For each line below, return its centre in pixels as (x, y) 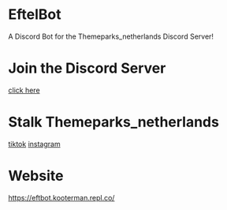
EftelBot (35, 15)
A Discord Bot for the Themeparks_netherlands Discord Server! (111, 36)
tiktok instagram (34, 144)
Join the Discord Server (87, 68)
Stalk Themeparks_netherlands (113, 122)
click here (24, 90)
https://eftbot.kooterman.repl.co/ (61, 197)
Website (36, 176)
